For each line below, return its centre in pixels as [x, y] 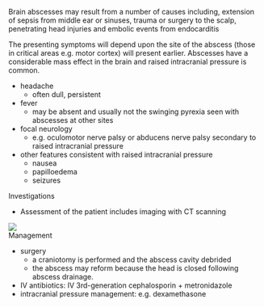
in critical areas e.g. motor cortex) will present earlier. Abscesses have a [128, 53]
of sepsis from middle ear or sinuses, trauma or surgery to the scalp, [122, 20]
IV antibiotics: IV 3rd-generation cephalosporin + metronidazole [126, 285]
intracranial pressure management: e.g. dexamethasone [113, 294]
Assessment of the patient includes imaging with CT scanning [123, 212]
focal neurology [46, 129]
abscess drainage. [63, 277]
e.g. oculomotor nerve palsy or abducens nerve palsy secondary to [144, 137]
